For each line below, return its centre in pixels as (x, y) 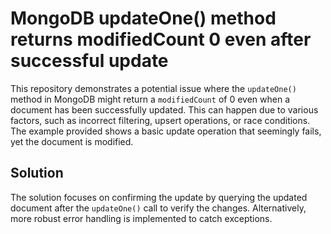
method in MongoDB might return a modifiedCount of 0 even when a (150, 99)
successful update (89, 61)
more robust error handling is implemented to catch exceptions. (141, 218)
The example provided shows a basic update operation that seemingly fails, (166, 131)
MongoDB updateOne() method (143, 18)
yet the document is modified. (72, 141)
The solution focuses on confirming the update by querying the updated (159, 197)
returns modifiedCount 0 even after (161, 39)
